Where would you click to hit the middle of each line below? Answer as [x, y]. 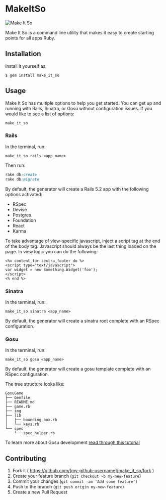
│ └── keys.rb [22, 424]
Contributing [26, 458]
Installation [23, 54]
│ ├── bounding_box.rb [31, 420]
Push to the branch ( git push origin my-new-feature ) [68, 487]
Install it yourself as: [26, 66]
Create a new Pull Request [40, 492]
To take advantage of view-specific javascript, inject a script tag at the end [83, 241]
